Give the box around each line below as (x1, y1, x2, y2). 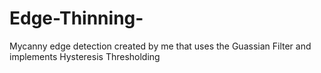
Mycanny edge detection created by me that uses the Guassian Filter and (9, 40, 312, 52)
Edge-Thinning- (9, 7, 144, 30)
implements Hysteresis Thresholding (9, 50, 161, 62)
